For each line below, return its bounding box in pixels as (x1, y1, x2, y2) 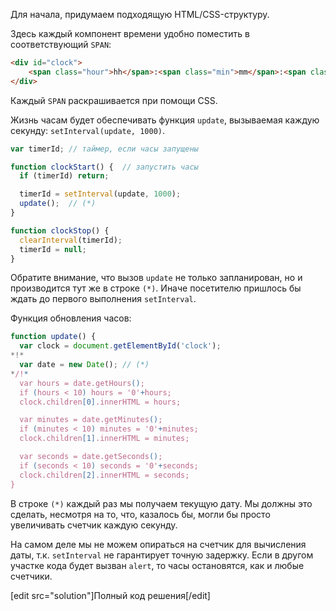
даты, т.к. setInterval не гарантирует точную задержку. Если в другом (10, 549, 314, 561)
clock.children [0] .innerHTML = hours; (19, 397, 182, 407)
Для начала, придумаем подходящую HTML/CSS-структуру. (10, 9, 270, 20)
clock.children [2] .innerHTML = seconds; (19, 470, 190, 480)
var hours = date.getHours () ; (19, 378, 145, 388)
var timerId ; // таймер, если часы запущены (10, 144, 199, 154)
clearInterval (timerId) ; (19, 235, 123, 245)
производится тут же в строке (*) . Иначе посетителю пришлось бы (10, 282, 302, 294)
